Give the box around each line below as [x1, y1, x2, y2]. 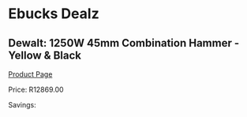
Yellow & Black [8, 48, 81, 62]
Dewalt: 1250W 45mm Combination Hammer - [8, 36, 240, 50]
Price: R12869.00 [8, 85, 65, 94]
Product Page [8, 70, 53, 79]
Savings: [8, 100, 37, 109]
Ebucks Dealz [8, 5, 100, 23]
